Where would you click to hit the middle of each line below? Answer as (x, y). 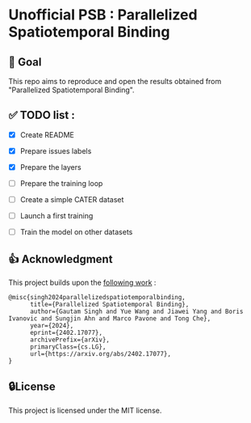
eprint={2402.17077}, (66, 333)
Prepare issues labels (56, 150)
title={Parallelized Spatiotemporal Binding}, (109, 305)
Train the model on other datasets (76, 232)
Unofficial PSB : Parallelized (103, 15)
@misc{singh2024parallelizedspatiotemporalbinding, (97, 298)
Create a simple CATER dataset (72, 200)
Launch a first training (56, 216)
